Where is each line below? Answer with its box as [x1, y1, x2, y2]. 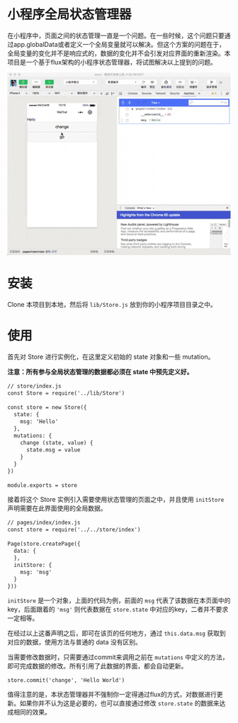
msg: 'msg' [20, 568, 52, 576]
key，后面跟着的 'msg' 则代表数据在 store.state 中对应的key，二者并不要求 [7, 605, 229, 614]
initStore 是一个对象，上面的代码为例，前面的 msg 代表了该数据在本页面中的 [7, 596, 231, 605]
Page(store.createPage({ [7, 540, 81, 548]
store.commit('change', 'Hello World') [7, 677, 125, 684]
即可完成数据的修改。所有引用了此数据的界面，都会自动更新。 [7, 662, 188, 671]
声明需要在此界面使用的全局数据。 [7, 504, 107, 512]
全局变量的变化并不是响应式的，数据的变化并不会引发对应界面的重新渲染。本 [7, 49, 231, 57]
